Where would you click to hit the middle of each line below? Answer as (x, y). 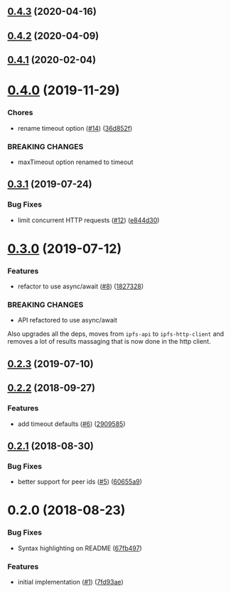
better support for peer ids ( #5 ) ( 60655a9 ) (80, 482)
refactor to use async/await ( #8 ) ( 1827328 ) (81, 286)
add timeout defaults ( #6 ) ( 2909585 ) (71, 424)
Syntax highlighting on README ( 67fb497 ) (80, 548)
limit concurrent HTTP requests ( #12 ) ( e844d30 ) (88, 220)
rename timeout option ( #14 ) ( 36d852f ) (75, 128)
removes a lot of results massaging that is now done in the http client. (109, 342)
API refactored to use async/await (67, 320)
